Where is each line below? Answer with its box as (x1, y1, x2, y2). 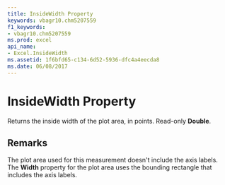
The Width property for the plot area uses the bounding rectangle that (7, 163, 212, 172)
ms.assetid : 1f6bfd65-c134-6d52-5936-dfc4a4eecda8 (7, 56, 160, 64)
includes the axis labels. (7, 171, 78, 179)
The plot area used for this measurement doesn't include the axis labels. (7, 156, 218, 165)
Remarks (7, 137, 48, 149)
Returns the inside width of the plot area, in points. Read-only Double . (7, 117, 212, 125)
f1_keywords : (7, 23, 46, 30)
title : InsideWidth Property (7, 10, 93, 18)
